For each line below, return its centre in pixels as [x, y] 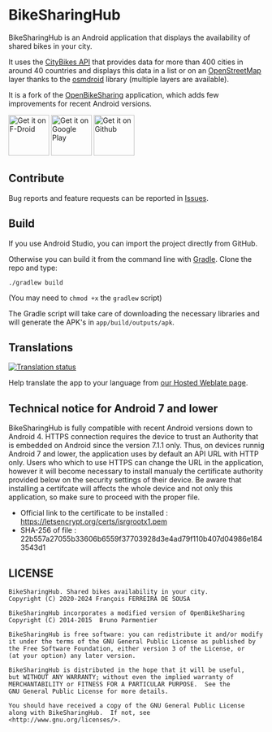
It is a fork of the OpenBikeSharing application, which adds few [114, 94]
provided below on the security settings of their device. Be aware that [125, 480]
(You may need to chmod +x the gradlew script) [85, 298]
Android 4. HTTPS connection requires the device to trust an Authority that [133, 437]
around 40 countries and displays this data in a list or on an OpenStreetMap [135, 70]
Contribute [37, 179]
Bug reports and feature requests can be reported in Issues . [109, 198]
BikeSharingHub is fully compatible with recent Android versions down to [131, 428]
